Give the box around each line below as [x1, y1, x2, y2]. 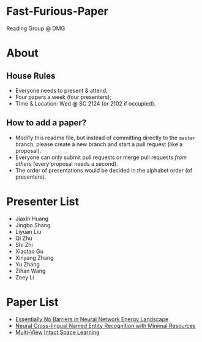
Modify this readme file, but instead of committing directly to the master [15, 134, 196, 141]
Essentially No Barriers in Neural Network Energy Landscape [15, 315, 169, 323]
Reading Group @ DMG [6, 25, 65, 32]
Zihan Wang [15, 267, 46, 274]
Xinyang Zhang [15, 254, 54, 262]
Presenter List [6, 195, 80, 208]
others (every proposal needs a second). [15, 160, 118, 167]
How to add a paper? [6, 118, 87, 128]
